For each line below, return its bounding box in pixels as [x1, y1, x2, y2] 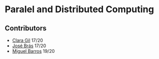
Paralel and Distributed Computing [5, 4, 154, 15]
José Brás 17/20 [12, 43, 46, 49]
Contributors [5, 24, 47, 33]
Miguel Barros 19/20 [12, 48, 55, 54]
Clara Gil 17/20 [12, 37, 43, 43]
